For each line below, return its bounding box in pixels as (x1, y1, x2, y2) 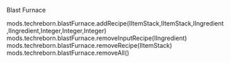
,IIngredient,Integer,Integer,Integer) (6, 27, 107, 35)
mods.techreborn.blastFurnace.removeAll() (6, 48, 130, 57)
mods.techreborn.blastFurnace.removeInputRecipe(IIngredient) (6, 34, 187, 42)
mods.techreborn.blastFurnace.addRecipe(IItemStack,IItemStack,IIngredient (6, 19, 224, 27)
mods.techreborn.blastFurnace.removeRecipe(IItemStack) (6, 42, 173, 49)
